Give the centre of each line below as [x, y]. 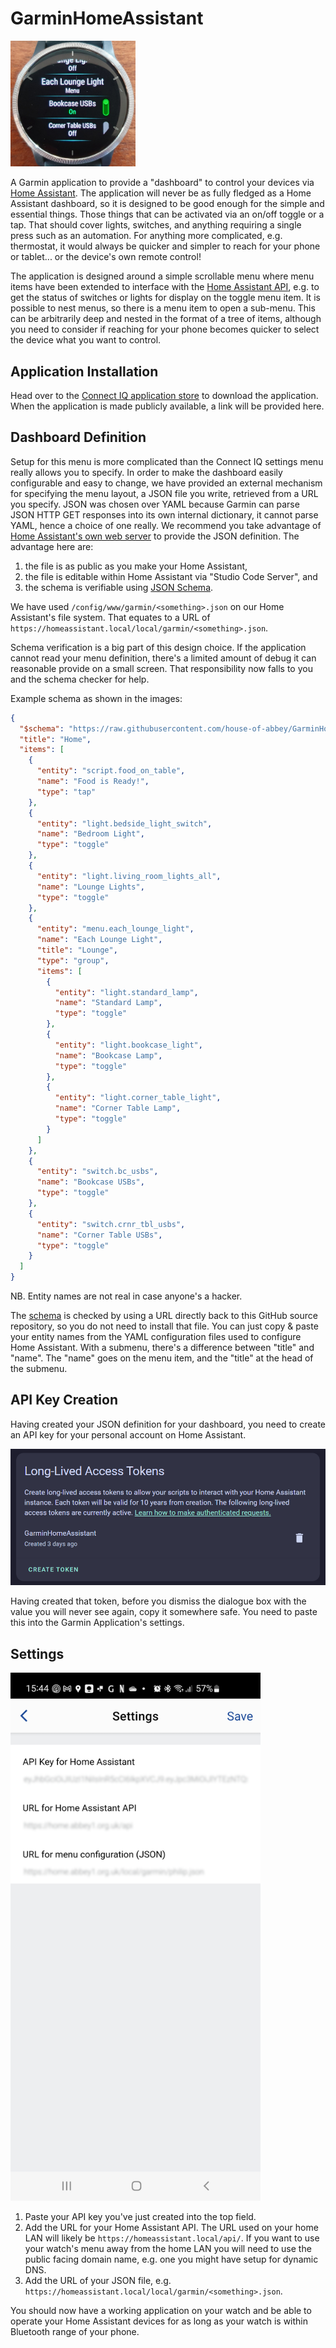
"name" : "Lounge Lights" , [90, 887]
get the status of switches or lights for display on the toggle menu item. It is [165, 298]
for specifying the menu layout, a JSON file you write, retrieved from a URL [164, 493]
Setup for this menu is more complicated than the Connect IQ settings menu [167, 461]
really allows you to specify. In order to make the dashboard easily [146, 472]
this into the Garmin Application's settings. [97, 1623]
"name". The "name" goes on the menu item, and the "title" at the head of [162, 1358]
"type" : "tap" [66, 792]
